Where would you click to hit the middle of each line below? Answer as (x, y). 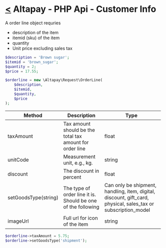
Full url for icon (81, 218)
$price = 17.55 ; (22, 71)
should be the (79, 130)
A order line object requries (33, 23)
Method (33, 115)
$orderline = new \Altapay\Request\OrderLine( (54, 80)
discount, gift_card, (127, 197)
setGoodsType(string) (33, 197)
